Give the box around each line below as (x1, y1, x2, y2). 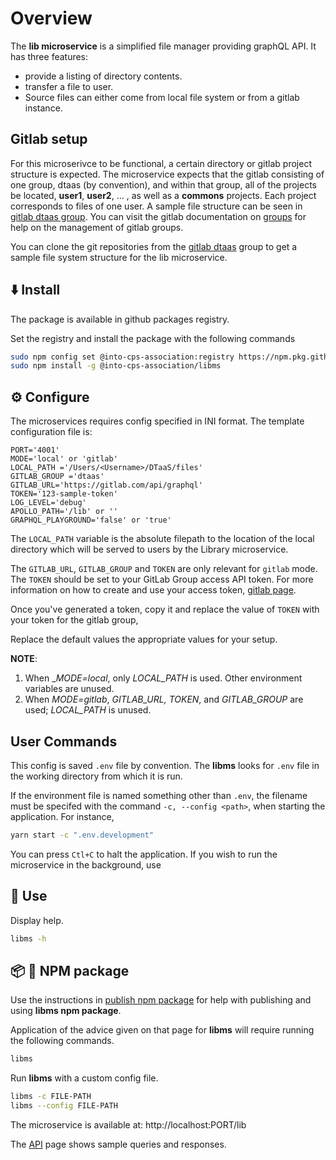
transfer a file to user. (24, 80, 114, 92)
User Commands (10, 733, 118, 750)
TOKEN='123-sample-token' (10, 489, 118, 499)
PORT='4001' (10, 445, 60, 456)
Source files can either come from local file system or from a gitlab (24, 91, 300, 103)
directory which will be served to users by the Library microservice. (10, 543, 289, 556)
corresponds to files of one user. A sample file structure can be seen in (10, 200, 303, 212)
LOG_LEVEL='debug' (10, 498, 87, 508)
